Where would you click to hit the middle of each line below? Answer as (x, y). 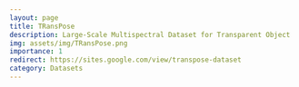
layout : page (34, 18)
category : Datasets (46, 69)
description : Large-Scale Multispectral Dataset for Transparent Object (150, 34)
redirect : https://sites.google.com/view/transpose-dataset (126, 60)
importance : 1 (36, 52)
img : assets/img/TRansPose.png (69, 43)
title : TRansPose (42, 26)
